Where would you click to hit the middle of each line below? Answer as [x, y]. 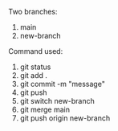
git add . [34, 75]
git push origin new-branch [65, 118]
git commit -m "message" [63, 84]
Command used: [36, 51]
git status [35, 67]
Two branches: [33, 12]
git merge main [45, 109]
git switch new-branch [57, 101]
